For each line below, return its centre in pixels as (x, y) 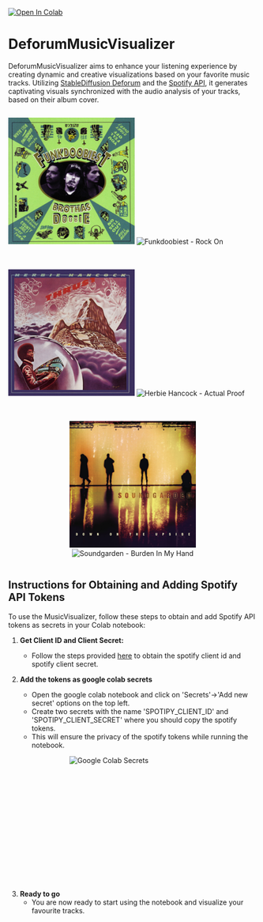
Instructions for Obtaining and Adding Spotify (123, 585)
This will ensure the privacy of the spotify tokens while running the (140, 736)
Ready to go (40, 894)
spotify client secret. (65, 663)
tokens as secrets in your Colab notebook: (77, 625)
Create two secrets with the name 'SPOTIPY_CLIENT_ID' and (130, 711)
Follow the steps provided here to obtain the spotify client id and (136, 656)
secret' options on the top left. (81, 703)
